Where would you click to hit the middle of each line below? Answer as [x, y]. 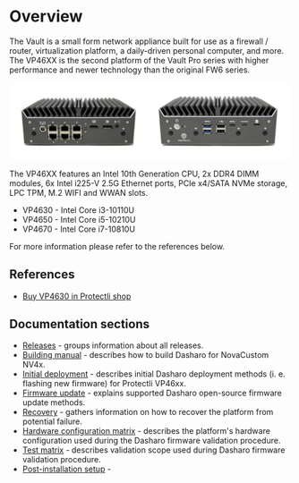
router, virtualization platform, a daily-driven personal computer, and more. [147, 50]
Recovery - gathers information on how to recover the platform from [148, 412]
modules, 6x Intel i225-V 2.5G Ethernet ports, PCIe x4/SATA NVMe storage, [149, 183]
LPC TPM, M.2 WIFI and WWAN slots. [79, 192]
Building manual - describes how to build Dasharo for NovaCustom [145, 355]
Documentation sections [80, 324]
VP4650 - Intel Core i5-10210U [79, 219]
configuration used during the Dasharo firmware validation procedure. [151, 441]
